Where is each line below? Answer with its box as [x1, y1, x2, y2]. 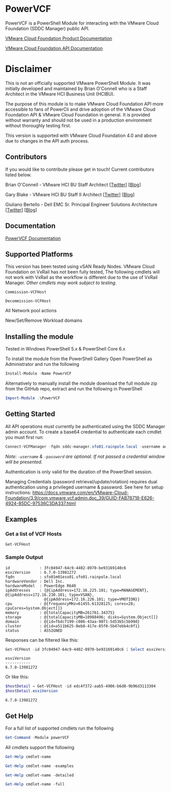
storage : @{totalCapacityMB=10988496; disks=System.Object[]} [5, 614, 158, 620]
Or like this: [5, 674, 29, 680]
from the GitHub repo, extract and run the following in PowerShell [5, 386, 142, 391]
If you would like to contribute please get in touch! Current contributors [5, 166, 154, 172]
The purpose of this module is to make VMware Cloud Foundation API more [5, 101, 164, 107]
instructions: [5, 489, 32, 496]
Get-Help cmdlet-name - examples [5, 763, 74, 768]
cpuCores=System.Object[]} [5, 605, 63, 611]
